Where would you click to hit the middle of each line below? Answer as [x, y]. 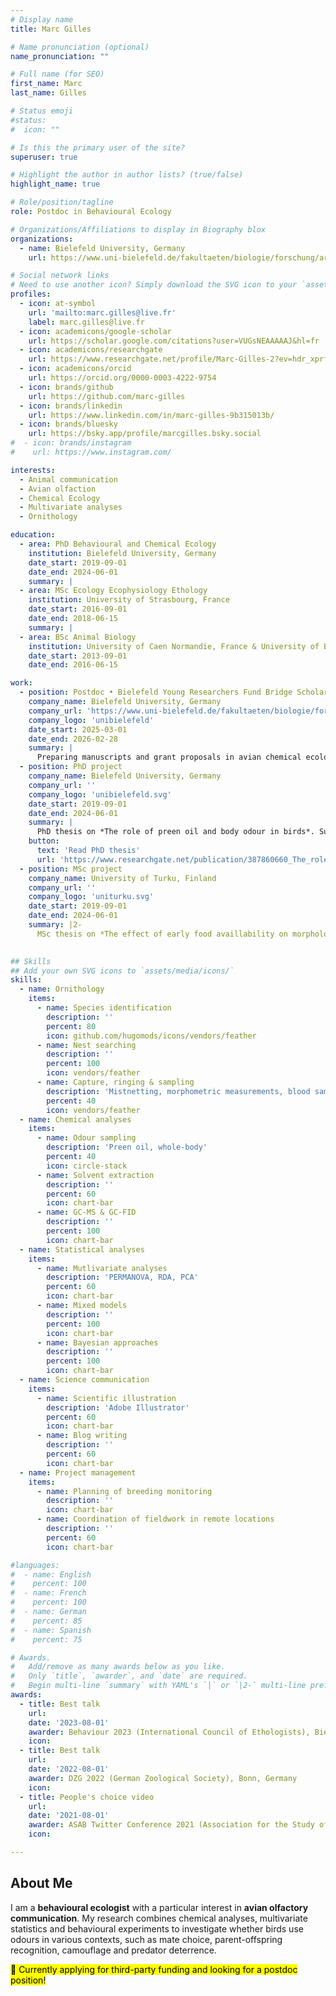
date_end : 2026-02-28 [73, 739]
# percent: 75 [46, 1639]
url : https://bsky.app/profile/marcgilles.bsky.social [145, 434]
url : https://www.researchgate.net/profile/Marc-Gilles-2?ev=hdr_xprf [178, 359]
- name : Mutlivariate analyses [102, 1268]
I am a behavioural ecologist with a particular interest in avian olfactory [159, 1907]
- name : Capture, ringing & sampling [115, 1082]
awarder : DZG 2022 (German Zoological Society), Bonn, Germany [163, 1778]
